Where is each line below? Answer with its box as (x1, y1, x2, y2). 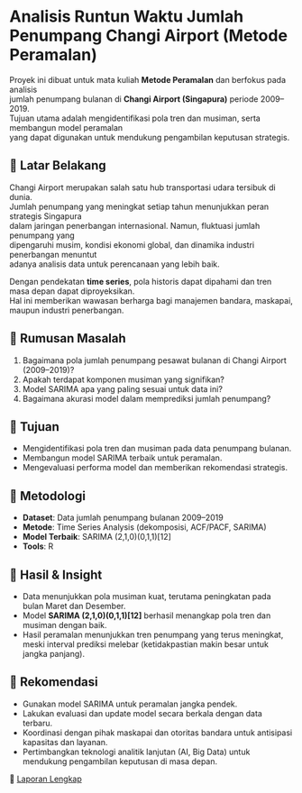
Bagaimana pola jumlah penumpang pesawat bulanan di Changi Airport (22, 354, 287, 366)
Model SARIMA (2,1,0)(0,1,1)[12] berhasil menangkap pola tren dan (22, 610, 271, 621)
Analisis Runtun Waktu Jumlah (9, 6, 244, 27)
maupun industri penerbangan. (9, 305, 124, 315)
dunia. (9, 191, 33, 202)
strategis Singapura (9, 210, 83, 222)
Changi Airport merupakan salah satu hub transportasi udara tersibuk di (9, 182, 277, 193)
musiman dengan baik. (22, 620, 107, 630)
